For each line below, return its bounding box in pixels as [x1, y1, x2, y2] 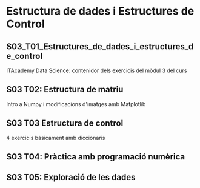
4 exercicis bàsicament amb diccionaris [6, 134, 105, 141]
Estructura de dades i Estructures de [6, 4, 195, 18]
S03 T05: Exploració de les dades [6, 172, 136, 183]
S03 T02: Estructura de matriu [6, 84, 124, 95]
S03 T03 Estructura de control [6, 118, 124, 129]
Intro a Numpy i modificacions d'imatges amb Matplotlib [6, 100, 146, 107]
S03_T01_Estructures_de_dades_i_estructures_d [6, 41, 194, 52]
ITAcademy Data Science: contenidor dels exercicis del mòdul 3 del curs [6, 67, 187, 74]
